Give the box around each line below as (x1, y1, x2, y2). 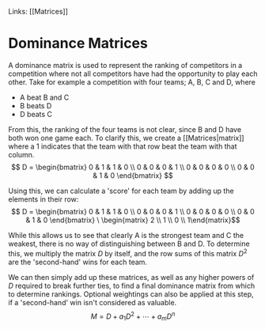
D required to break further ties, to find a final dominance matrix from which (8, 281, 256, 290)
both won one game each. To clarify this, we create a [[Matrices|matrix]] (8, 133, 244, 142)
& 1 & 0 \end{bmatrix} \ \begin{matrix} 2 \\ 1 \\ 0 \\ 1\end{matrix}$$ (25, 215, 240, 225)
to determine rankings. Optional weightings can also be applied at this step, (8, 289, 255, 299)
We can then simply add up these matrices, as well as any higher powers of (8, 272, 255, 282)
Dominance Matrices (8, 35, 148, 52)
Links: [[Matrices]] (8, 7, 69, 16)
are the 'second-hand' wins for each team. (8, 257, 148, 267)
